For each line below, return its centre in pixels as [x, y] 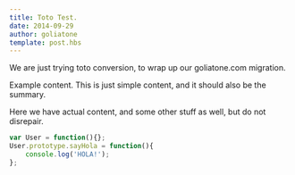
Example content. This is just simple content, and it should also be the [138, 85]
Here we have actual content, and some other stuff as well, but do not [138, 112]
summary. [28, 95]
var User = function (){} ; [57, 138]
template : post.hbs [46, 42]
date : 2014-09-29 [42, 26]
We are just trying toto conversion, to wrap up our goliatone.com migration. [147, 68]
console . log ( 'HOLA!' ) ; [67, 154]
